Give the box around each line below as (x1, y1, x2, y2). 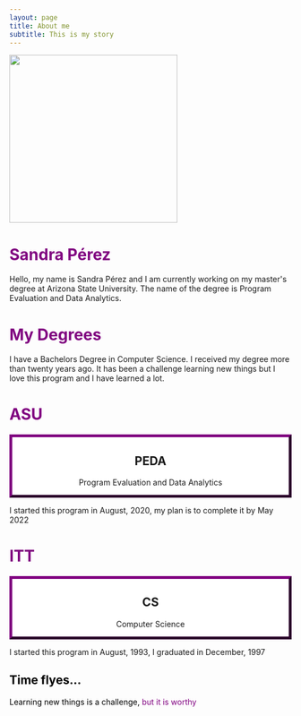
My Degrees (9, 324, 102, 345)
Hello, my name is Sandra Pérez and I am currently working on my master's (9, 274, 288, 285)
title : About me (9, 22, 70, 30)
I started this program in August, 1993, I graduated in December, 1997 (9, 646, 266, 657)
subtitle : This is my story (9, 30, 115, 39)
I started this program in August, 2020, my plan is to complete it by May (9, 505, 274, 515)
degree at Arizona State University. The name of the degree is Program (9, 283, 271, 294)
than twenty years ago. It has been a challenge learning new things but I (9, 364, 276, 375)
